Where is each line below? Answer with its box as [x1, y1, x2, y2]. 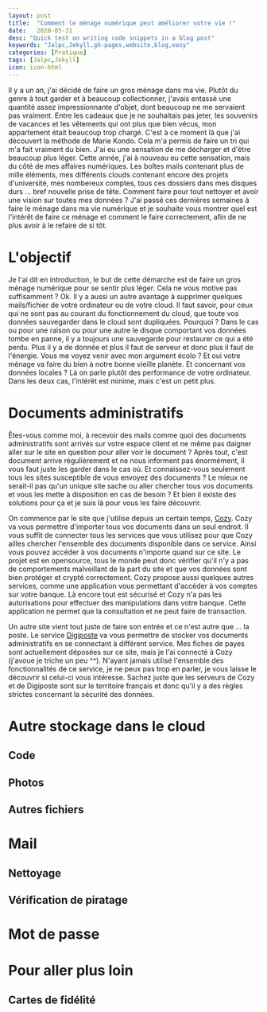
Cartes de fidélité [8, 993, 96, 1006]
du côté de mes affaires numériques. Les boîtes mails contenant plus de [8, 161, 244, 171]
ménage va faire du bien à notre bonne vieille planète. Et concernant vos [8, 359, 246, 368]
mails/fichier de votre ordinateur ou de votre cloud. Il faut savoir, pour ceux [8, 300, 253, 309]
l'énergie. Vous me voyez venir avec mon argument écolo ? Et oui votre [8, 351, 241, 360]
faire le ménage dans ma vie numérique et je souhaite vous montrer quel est [8, 204, 257, 213]
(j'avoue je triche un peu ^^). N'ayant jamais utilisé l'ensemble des [8, 656, 224, 665]
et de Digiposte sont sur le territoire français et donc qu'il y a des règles [8, 681, 244, 691]
